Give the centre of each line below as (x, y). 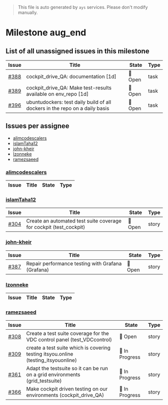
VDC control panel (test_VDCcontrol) (69, 340)
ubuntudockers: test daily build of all (69, 102)
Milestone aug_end (46, 33)
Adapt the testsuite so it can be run (67, 369)
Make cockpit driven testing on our (67, 389)
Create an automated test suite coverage (74, 221)
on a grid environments (53, 375)
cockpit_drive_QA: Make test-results (69, 88)
